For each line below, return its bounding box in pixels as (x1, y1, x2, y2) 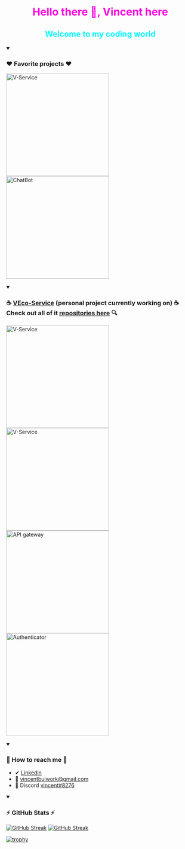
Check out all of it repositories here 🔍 (6, 309, 118, 318)
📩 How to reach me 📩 (6, 755, 67, 764)
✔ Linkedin (14, 769, 42, 776)
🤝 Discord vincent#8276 (14, 782, 75, 789)
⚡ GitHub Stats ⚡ (6, 808, 55, 817)
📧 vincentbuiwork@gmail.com (14, 775, 89, 782)
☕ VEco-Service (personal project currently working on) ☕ (6, 299, 180, 307)
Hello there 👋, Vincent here (32, 5, 168, 19)
